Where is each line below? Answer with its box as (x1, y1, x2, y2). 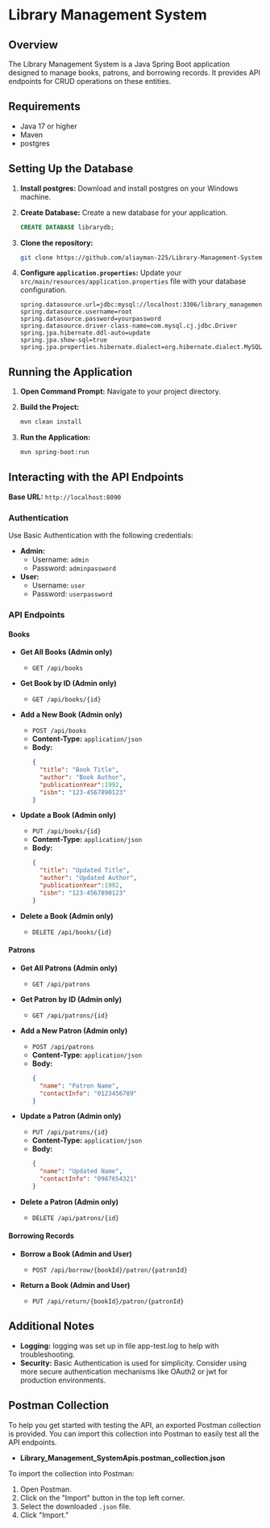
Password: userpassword (31, 589, 113, 599)
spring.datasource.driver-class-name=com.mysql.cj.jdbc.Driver (19, 322, 238, 330)
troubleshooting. (19, 1349, 75, 1359)
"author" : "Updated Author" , (39, 874, 138, 882)
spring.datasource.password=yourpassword (19, 315, 161, 323)
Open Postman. (19, 1484, 73, 1494)
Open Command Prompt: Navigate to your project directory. (19, 386, 222, 397)
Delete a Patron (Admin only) (19, 1197, 119, 1206)
